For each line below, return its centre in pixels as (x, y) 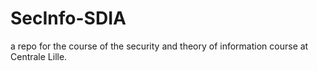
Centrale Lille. (39, 56)
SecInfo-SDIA (68, 18)
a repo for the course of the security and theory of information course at (159, 46)
